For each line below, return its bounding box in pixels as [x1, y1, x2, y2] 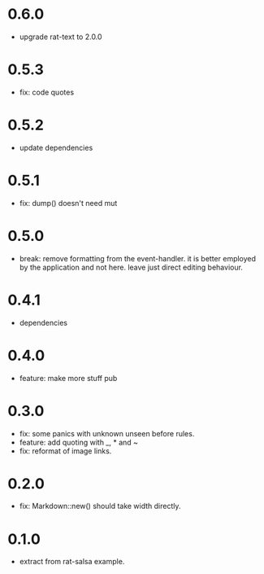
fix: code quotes [19, 87, 75, 97]
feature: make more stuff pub [19, 373, 118, 383]
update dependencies [19, 142, 93, 152]
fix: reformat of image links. [19, 445, 112, 456]
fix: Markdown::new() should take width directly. [19, 502, 181, 511]
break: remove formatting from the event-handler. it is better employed [19, 253, 257, 263]
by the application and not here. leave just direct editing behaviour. [19, 262, 243, 272]
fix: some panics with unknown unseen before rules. [19, 428, 195, 438]
